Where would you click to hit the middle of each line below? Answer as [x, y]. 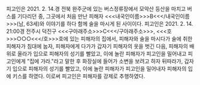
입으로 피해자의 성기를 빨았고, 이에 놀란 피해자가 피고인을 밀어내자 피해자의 [99, 69]
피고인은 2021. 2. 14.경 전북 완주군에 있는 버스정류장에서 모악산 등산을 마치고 [96, 9]
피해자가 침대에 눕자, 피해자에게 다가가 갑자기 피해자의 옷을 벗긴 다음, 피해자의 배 [100, 46]
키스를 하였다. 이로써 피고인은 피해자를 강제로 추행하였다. [79, 76]
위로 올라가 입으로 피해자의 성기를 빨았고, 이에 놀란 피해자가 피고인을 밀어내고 [96, 54]
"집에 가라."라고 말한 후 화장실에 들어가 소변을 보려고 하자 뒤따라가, [105, 61]
